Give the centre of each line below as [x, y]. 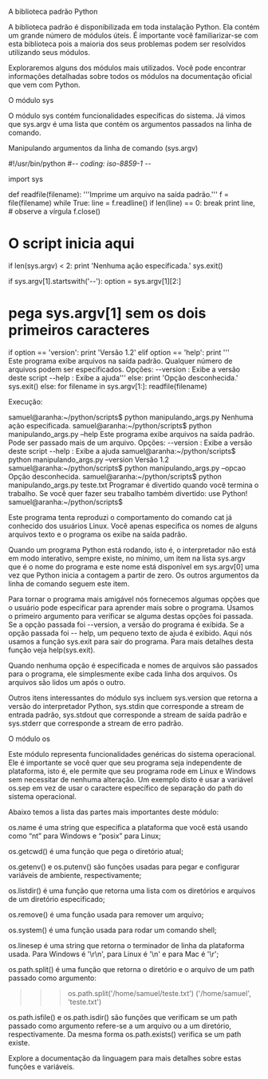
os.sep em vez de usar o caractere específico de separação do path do [126, 788]
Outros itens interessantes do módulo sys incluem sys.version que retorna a [133, 698]
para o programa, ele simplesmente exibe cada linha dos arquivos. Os [123, 674]
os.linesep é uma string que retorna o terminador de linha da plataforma [126, 945]
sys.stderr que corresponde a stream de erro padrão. [96, 723]
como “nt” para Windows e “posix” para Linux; [85, 836]
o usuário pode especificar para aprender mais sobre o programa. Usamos [131, 607]
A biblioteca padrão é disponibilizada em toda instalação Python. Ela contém [134, 27]
